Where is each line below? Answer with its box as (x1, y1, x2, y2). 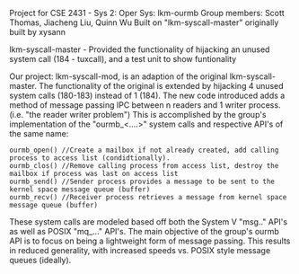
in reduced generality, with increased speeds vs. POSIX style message (9, 245, 271, 255)
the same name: (9, 128, 69, 138)
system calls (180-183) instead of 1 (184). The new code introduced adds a (9, 90, 286, 101)
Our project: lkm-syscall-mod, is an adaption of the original (9, 71, 228, 82)
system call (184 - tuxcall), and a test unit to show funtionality (9, 54, 237, 64)
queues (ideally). (9, 255, 72, 265)
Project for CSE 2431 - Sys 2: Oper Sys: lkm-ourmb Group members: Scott (9, 8, 285, 18)
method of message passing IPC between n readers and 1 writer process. (9, 100, 281, 110)
